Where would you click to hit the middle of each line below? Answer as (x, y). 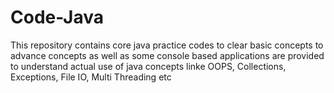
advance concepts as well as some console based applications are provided (167, 55)
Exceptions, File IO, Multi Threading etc (91, 77)
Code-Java (57, 17)
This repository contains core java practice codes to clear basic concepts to (167, 45)
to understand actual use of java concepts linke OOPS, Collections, (148, 66)
